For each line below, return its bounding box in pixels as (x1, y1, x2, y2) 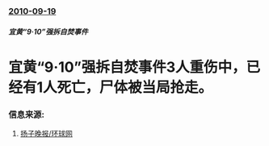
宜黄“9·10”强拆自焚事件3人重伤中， (8, 58, 246, 76)
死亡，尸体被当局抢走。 (57, 78, 213, 96)
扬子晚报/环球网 (19, 129, 73, 138)
